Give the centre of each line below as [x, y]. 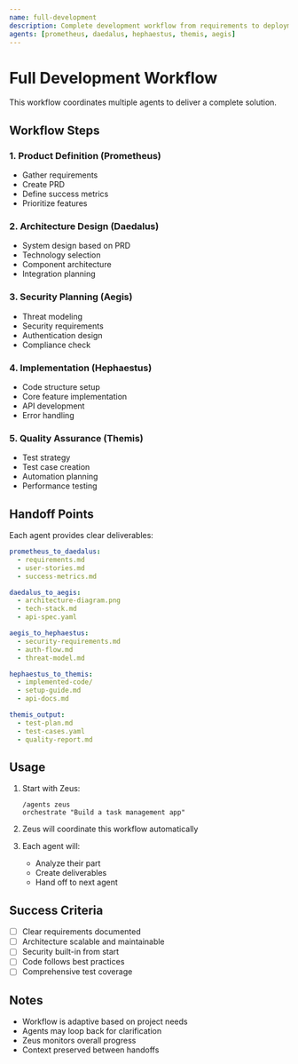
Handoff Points [52, 514]
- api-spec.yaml [47, 617]
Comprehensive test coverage [77, 972]
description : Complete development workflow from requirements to [134, 26]
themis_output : [37, 715]
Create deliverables [71, 873]
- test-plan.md [45, 723]
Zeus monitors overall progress [79, 1041]
